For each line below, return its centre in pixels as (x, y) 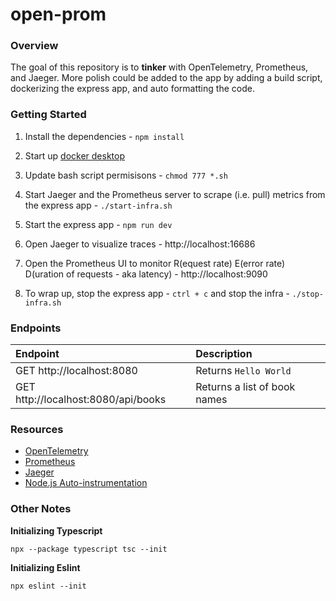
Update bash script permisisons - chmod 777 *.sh (126, 175)
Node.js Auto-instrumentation (86, 483)
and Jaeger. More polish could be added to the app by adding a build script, (166, 78)
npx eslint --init (48, 586)
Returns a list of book (245, 387)
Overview (34, 46)
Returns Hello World (243, 371)
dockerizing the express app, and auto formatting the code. (132, 89)
